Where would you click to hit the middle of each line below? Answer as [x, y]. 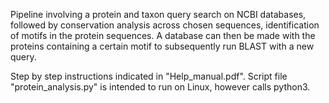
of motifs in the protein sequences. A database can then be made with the [163, 35]
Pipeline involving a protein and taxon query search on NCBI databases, [158, 14]
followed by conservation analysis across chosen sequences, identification [165, 25]
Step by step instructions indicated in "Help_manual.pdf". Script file [149, 76]
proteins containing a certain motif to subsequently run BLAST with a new [162, 46]
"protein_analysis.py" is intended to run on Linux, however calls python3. [160, 87]
